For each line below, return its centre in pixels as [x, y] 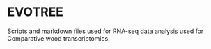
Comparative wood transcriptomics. [58, 38]
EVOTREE [36, 12]
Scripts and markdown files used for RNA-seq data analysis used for [105, 31]
